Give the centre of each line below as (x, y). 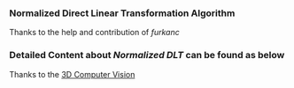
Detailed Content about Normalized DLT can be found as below (147, 55)
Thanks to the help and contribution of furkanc (94, 33)
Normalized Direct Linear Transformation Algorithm (122, 13)
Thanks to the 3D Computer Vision (72, 74)
